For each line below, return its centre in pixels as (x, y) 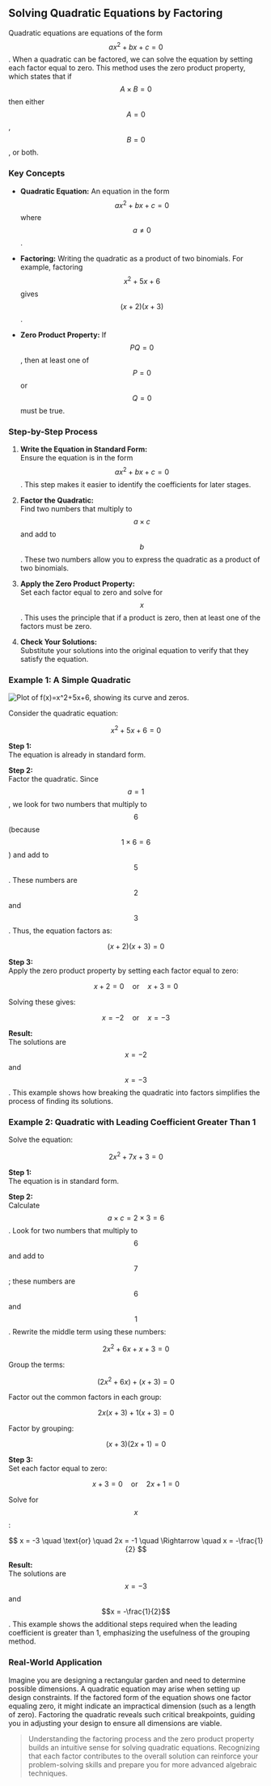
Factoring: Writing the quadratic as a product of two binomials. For (132, 259)
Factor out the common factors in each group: (85, 1397)
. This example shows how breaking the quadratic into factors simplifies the (134, 1092)
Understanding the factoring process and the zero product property (141, 1738)
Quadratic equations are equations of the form (86, 32)
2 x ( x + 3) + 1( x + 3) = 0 (136, 1413)
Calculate (24, 1205)
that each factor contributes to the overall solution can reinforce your (143, 1756)
